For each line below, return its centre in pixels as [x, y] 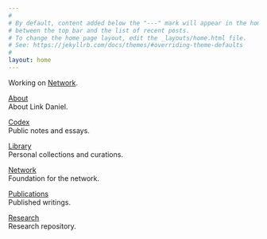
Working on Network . [43, 82]
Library [20, 146]
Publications [29, 194]
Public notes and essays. [49, 130]
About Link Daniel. [38, 106]
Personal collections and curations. [66, 154]
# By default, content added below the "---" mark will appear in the [128, 23]
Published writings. [40, 202]
